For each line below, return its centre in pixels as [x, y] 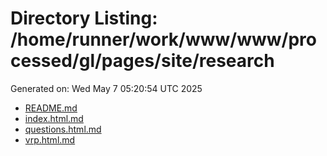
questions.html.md [63, 129]
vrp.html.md [50, 139]
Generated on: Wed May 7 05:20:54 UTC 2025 [106, 88]
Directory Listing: [84, 18]
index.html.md [54, 118]
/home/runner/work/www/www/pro [163, 39]
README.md [51, 108]
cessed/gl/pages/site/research [142, 61]
